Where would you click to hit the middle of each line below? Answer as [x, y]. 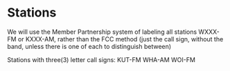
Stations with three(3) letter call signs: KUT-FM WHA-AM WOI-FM [101, 59]
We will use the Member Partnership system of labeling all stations [102, 32]
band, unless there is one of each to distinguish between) [89, 46]
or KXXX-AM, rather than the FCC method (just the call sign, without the [121, 39]
